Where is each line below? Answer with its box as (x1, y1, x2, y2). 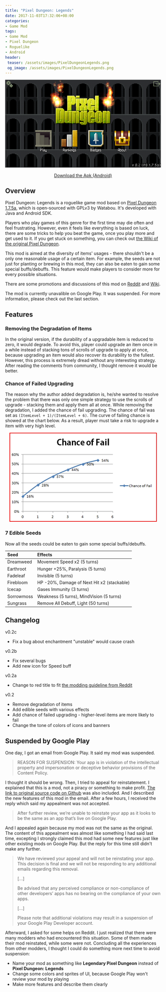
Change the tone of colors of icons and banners (12, 722, 110, 728)
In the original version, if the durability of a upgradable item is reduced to (5, 336, 154, 342)
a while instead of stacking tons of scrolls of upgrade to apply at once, (5, 347, 149, 353)
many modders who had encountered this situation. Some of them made (5, 935, 152, 941)
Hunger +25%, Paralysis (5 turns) (37, 566, 106, 572)
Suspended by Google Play (5, 737, 90, 745)
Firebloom (7, 580, 28, 586)
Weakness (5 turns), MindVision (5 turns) (37, 593, 122, 599)
